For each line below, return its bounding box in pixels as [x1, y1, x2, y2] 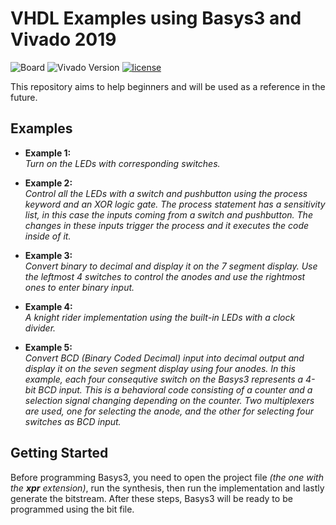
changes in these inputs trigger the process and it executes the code [24, 219, 310, 231]
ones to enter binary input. [24, 281, 135, 293]
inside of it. [24, 230, 72, 242]
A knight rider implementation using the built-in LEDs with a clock [24, 311, 296, 323]
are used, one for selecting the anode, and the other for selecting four [24, 405, 314, 417]
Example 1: [24, 147, 72, 159]
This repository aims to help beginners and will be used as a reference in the [10, 80, 326, 92]
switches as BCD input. [24, 415, 122, 427]
